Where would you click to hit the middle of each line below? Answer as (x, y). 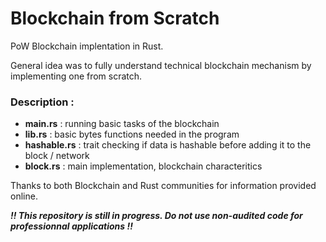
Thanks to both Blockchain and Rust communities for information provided (163, 186)
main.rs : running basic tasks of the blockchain (122, 124)
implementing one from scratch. (76, 76)
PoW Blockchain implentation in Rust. (87, 46)
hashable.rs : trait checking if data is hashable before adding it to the (168, 145)
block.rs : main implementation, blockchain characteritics (143, 166)
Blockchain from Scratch (115, 18)
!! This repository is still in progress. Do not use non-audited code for (156, 216)
